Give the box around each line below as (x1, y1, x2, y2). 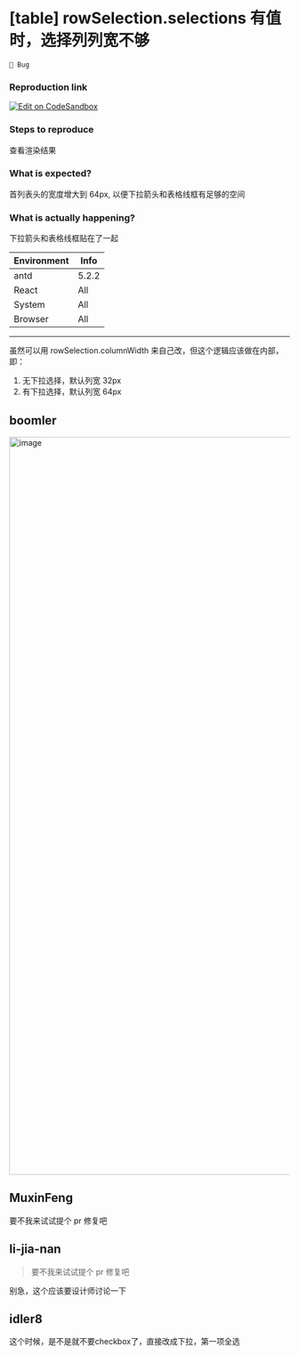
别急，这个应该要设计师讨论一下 (9, 1285, 126, 1295)
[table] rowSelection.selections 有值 (9, 8, 282, 28)
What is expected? (9, 167, 92, 180)
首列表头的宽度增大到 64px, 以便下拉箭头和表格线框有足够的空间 (9, 189, 246, 199)
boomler (9, 413, 57, 428)
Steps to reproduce (9, 124, 94, 136)
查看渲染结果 (9, 144, 56, 156)
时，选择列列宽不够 (9, 30, 150, 51)
